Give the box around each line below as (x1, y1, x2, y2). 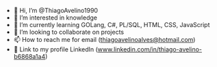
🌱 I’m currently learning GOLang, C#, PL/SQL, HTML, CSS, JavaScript (13, 21, 210, 28)
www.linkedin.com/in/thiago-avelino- (97, 45, 203, 53)
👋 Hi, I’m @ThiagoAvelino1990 (13, 7, 98, 14)
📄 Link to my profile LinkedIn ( (13, 45, 98, 53)
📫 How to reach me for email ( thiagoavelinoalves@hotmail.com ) (13, 36, 196, 43)
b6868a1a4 (13, 53, 46, 60)
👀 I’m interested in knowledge (13, 14, 98, 22)
